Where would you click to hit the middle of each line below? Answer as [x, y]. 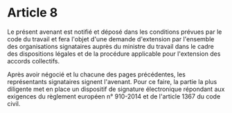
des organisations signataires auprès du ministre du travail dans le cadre [111, 46]
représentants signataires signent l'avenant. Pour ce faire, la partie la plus [112, 81]
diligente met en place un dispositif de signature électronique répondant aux [116, 89]
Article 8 [33, 13]
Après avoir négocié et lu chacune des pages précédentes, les [96, 74]
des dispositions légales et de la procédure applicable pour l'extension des [114, 54]
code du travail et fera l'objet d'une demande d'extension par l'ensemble [111, 39]
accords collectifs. [34, 61]
